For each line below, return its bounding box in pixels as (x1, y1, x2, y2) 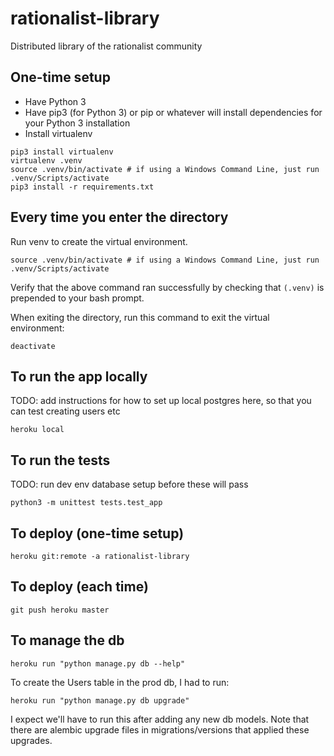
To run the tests (10, 452, 111, 469)
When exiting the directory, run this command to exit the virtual (10, 311, 270, 323)
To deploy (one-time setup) (10, 525, 185, 542)
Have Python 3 (24, 95, 87, 107)
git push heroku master (10, 605, 110, 615)
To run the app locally (10, 368, 148, 385)
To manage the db (10, 632, 125, 649)
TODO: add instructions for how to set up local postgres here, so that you (10, 395, 312, 407)
